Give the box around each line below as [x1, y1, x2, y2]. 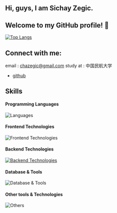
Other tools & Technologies [5, 191, 63, 197]
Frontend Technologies [5, 123, 54, 129]
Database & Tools [5, 168, 42, 174]
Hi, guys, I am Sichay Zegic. [5, 4, 93, 12]
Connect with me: [5, 48, 62, 57]
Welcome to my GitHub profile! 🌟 [5, 21, 109, 29]
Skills [5, 87, 22, 95]
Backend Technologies [5, 146, 54, 152]
